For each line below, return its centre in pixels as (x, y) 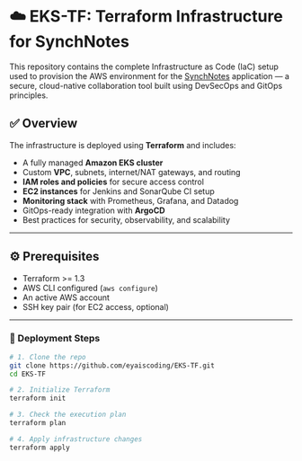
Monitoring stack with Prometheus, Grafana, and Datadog (130, 200)
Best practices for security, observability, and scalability (126, 219)
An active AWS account (66, 297)
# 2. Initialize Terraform (60, 390)
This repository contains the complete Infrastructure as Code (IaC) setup (144, 66)
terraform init (38, 399)
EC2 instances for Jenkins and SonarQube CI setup (119, 191)
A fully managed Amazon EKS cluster (93, 163)
